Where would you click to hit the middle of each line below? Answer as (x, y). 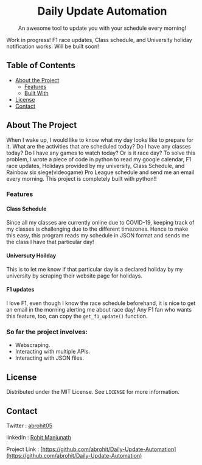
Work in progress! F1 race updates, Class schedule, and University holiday (99, 40)
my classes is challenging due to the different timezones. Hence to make (97, 229)
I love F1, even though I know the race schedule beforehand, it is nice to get (101, 303)
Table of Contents (41, 65)
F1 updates (20, 290)
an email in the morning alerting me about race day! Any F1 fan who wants (99, 310)
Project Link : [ (24, 449)
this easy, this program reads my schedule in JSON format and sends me (98, 235)
